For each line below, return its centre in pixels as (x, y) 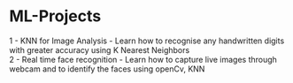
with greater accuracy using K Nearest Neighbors (100, 49)
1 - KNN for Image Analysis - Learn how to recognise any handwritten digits (147, 41)
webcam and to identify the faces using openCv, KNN (107, 69)
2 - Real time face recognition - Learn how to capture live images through (143, 59)
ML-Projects (55, 16)
